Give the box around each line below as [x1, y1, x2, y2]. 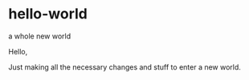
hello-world [8, 5, 88, 23]
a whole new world [8, 31, 71, 41]
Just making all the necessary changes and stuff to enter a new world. [8, 62, 241, 72]
